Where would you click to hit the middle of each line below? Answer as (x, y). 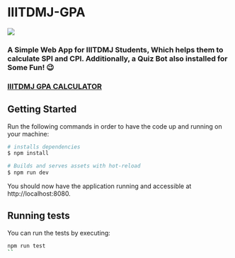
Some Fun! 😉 (31, 67)
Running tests (39, 216)
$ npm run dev (28, 173)
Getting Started (42, 109)
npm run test (27, 246)
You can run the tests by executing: (59, 233)
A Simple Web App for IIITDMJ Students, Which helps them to (115, 49)
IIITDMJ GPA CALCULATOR (55, 86)
